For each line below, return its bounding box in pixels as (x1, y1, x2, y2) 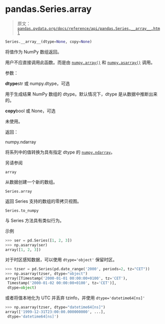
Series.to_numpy (5, 208, 39, 213)
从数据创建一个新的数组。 (5, 179, 58, 185)
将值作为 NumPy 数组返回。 (5, 49, 62, 55)
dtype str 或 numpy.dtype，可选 (5, 81, 70, 86)
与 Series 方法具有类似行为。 (5, 217, 65, 223)
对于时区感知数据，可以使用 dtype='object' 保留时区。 (5, 257, 118, 263)
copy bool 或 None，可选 (5, 108, 56, 114)
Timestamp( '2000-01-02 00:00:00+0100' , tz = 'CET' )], (7, 281, 117, 286)
